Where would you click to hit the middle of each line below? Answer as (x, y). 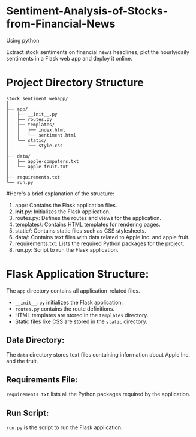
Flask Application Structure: (78, 274)
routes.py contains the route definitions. (65, 308)
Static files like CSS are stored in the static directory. (81, 321)
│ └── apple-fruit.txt (37, 167)
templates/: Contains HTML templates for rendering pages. (88, 224)
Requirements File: (42, 380)
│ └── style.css (34, 146)
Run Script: (28, 413)
